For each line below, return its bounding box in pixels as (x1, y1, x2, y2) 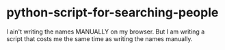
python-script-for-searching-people (6, 5, 219, 21)
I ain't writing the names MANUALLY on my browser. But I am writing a (6, 27, 205, 36)
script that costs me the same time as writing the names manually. (6, 34, 193, 42)
